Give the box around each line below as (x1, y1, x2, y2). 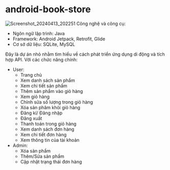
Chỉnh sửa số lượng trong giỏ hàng (20, 99, 93, 105)
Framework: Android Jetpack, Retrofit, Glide (12, 36, 106, 42)
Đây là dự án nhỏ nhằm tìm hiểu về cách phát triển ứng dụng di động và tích (5, 51, 165, 57)
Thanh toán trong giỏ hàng (20, 120, 77, 127)
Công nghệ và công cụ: (76, 20, 126, 27)
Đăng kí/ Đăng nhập (20, 110, 63, 116)
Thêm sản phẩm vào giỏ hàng (20, 88, 83, 94)
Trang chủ (20, 71, 42, 78)
